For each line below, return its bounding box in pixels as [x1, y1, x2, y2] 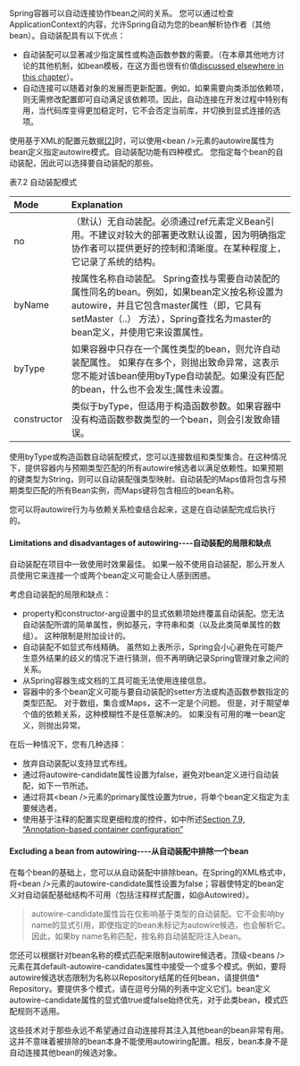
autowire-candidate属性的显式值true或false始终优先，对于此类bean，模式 [9, 994, 281, 1005]
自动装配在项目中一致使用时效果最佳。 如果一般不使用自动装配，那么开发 [9, 559, 278, 570]
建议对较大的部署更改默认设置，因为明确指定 [97, 229, 287, 241]
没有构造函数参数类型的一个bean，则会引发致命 [71, 414, 271, 425]
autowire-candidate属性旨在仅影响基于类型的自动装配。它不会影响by [30, 908, 285, 919]
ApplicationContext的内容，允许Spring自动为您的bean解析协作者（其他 [9, 19, 271, 30]
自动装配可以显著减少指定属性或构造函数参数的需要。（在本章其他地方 [21, 49, 277, 60]
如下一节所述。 [37, 780, 94, 791]
